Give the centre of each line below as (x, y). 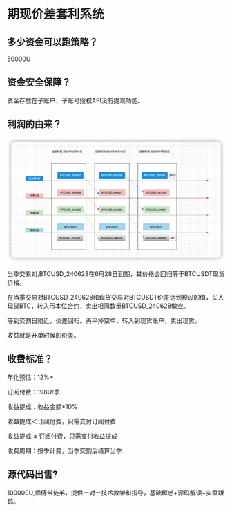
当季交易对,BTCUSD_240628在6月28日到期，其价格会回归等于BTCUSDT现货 (116, 274)
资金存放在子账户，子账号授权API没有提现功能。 (76, 100)
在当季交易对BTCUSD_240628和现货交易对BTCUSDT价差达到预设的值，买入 (116, 298)
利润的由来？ (35, 124)
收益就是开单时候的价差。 (43, 336)
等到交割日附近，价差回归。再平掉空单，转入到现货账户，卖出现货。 (104, 321)
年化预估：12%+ (30, 377)
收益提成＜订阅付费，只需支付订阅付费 (61, 421)
